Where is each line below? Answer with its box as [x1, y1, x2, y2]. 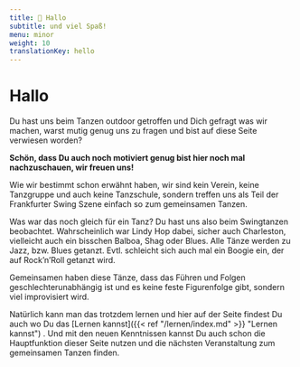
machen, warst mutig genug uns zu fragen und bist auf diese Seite [9, 126, 258, 136]
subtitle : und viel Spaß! [9, 22, 107, 31]
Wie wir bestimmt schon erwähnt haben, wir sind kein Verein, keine [9, 180, 259, 191]
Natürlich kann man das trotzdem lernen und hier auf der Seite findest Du [9, 309, 283, 320]
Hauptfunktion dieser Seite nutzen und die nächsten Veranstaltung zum [9, 338, 276, 349]
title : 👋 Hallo [9, 13, 67, 23]
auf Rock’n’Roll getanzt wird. [9, 255, 116, 266]
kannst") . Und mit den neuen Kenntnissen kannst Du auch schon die [9, 328, 267, 339]
